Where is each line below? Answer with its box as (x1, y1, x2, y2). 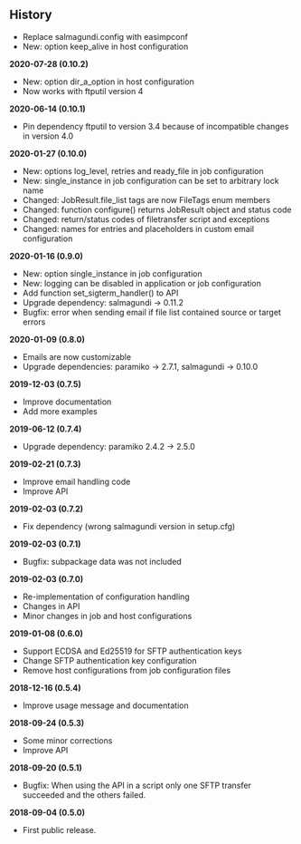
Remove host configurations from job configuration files (22, 665, 231, 675)
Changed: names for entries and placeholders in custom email (22, 223, 255, 234)
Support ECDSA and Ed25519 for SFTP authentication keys (22, 645, 242, 656)
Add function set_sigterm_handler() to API (22, 287, 179, 298)
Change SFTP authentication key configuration (22, 655, 197, 665)
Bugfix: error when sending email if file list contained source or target (22, 306, 282, 317)
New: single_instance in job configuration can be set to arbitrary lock (22, 175, 279, 186)
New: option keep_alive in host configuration (22, 41, 189, 52)
